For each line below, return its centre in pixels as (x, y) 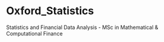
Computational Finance (35, 33)
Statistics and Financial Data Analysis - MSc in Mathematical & (82, 27)
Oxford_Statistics (50, 11)
